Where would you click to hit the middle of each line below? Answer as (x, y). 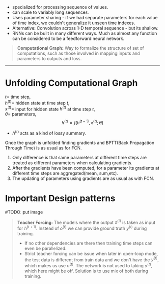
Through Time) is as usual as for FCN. (43, 148)
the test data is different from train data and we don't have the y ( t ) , (91, 259)
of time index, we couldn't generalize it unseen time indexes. (73, 23)
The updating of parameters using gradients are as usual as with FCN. (83, 178)
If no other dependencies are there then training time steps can (88, 243)
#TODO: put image (24, 212)
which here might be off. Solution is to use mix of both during (86, 271)
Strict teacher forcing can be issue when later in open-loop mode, (91, 253)
